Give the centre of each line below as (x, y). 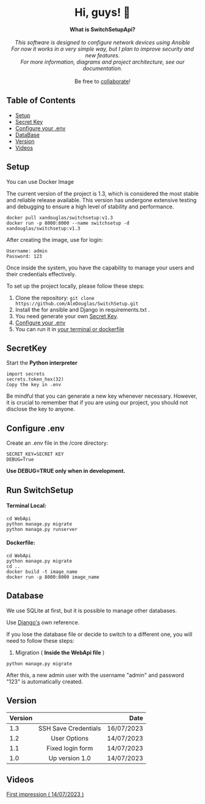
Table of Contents (41, 100)
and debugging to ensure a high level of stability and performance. (90, 206)
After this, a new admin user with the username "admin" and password (95, 675)
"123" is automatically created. (45, 681)
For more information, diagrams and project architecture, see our (103, 62)
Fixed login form (70, 748)
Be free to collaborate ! (103, 81)
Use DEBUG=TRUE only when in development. (66, 471)
